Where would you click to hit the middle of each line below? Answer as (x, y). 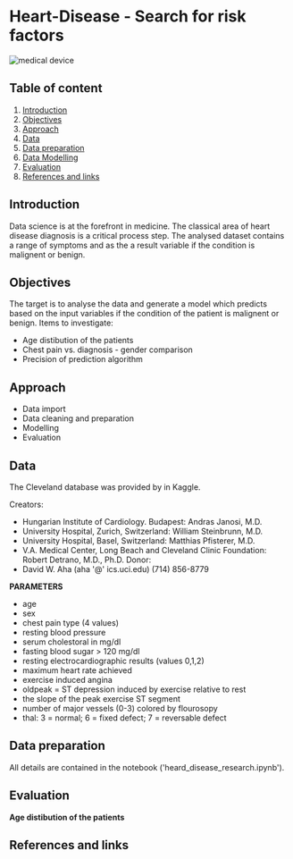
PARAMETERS (36, 586)
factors (37, 35)
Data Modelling (50, 157)
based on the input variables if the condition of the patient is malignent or (144, 314)
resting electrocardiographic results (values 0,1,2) (113, 661)
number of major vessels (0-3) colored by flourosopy (120, 708)
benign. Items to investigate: (61, 323)
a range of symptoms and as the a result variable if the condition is (132, 245)
